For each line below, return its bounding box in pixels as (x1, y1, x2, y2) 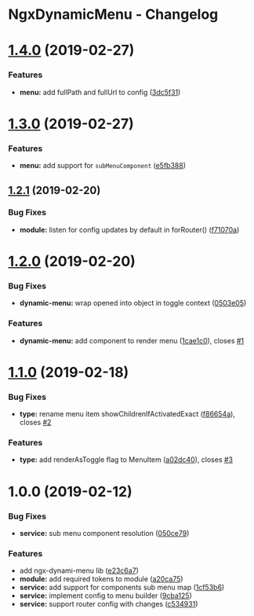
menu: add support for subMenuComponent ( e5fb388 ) (19, 161, 187, 170)
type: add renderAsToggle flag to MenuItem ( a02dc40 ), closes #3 (19, 455, 234, 464)
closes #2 (19, 418, 52, 427)
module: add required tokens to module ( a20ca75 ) (19, 574, 183, 584)
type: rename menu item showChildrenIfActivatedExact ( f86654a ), (19, 409, 235, 419)
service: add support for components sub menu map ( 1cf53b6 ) (19, 583, 225, 592)
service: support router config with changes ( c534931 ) (19, 599, 198, 609)
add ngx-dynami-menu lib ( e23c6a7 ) (19, 566, 140, 575)
